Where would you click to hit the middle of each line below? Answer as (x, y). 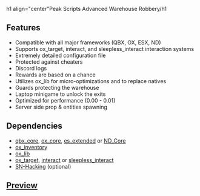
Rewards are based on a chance (55, 75)
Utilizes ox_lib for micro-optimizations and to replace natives (91, 81)
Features (23, 28)
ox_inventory (31, 147)
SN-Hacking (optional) (43, 166)
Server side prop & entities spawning (61, 107)
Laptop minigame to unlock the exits (60, 94)
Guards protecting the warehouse (57, 87)
